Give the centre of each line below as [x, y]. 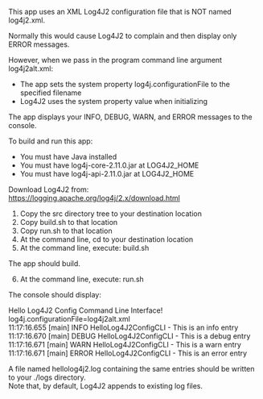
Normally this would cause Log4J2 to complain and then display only [123, 36]
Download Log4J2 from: [49, 189]
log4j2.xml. [27, 20]
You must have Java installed [68, 157]
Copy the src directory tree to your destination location [111, 214]
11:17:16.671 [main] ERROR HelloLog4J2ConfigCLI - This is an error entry [128, 353]
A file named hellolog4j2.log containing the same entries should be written [131, 369]
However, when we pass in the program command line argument [115, 60]
